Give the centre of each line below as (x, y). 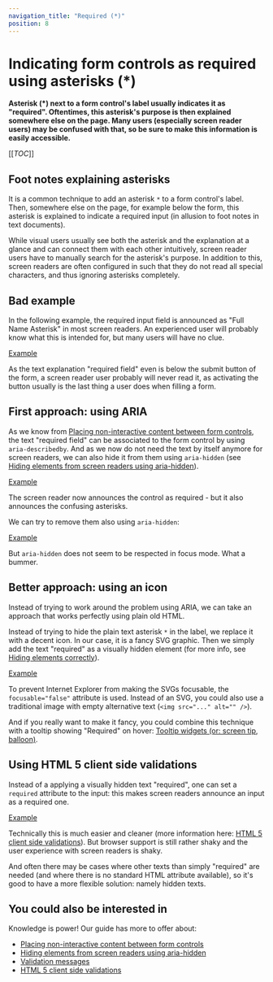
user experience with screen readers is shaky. (85, 850)
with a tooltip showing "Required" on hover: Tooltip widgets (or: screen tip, (133, 730)
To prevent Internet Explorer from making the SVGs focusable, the (119, 689)
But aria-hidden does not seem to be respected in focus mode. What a (127, 553)
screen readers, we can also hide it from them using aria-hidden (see (125, 457)
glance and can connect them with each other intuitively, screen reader (128, 250)
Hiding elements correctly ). (54, 657)
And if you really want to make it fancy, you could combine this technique (131, 722)
